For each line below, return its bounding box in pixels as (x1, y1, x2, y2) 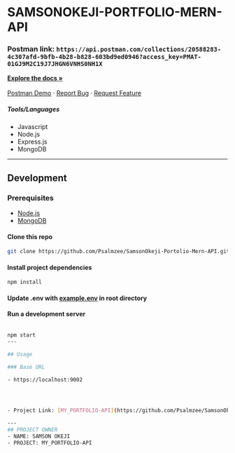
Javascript (17, 123, 48, 131)
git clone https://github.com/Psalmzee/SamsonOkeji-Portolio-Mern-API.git (7, 248, 230, 255)
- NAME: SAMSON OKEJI (7, 433, 71, 440)
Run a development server (7, 310, 86, 318)
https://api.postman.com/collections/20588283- (56, 46, 222, 53)
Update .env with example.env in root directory (7, 294, 148, 302)
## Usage (7, 351, 33, 358)
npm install (7, 278, 42, 286)
